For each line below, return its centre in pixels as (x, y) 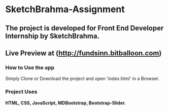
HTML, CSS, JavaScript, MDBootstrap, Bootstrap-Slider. (65, 103)
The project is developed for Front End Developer (84, 28)
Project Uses (21, 92)
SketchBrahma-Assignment (65, 9)
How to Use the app (30, 67)
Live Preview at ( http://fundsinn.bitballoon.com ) (83, 53)
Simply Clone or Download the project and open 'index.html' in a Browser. (82, 79)
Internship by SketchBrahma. (53, 36)
